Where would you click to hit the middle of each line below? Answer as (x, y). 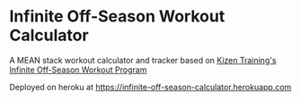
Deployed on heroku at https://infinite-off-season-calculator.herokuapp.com (150, 87)
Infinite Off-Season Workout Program (78, 70)
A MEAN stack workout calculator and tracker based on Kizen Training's (143, 60)
